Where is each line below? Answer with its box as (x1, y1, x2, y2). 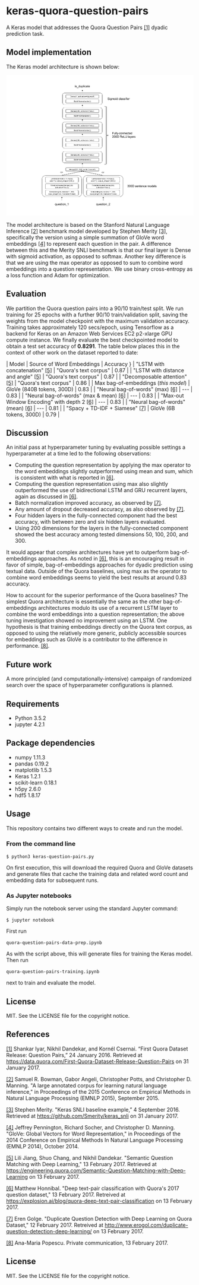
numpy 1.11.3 (14, 754, 46, 761)
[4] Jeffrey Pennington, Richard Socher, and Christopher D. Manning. (6, 1123, 175, 1131)
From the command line (6, 839, 76, 847)
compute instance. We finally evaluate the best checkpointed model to (6, 336, 179, 343)
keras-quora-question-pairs (6, 4, 149, 18)
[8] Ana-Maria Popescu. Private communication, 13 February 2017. (6, 1239, 168, 1246)
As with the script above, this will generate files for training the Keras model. (6, 950, 193, 957)
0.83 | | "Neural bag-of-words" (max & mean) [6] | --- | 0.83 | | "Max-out (6, 392, 184, 399)
